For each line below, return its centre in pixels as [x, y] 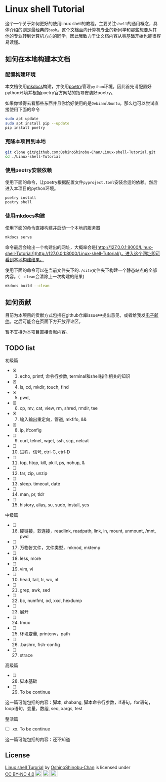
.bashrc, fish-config [40, 645]
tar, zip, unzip [34, 473]
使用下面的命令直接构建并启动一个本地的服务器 [53, 228]
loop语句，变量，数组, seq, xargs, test [44, 709]
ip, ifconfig [31, 430]
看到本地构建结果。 [25, 259]
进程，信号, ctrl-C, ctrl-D [45, 452]
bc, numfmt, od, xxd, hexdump [51, 601]
